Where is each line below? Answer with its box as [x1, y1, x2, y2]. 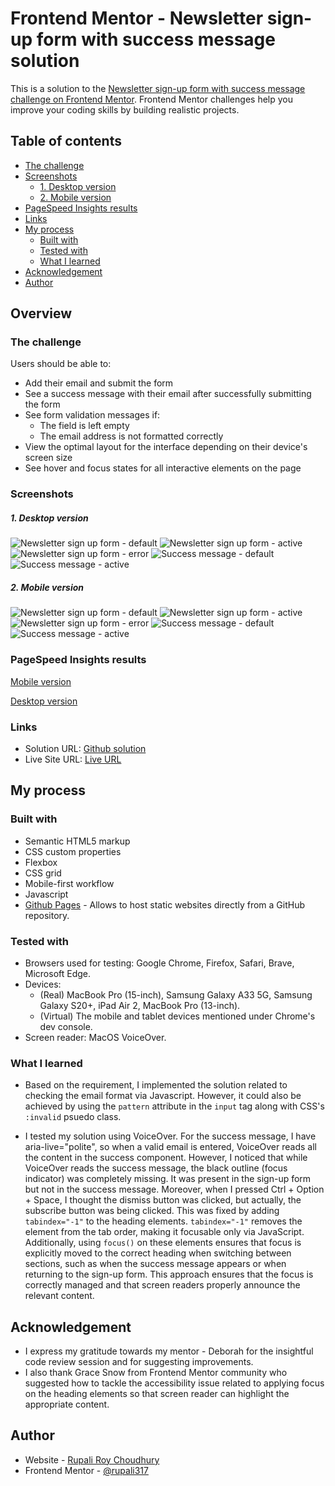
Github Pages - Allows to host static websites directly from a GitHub [24, 898, 306, 911]
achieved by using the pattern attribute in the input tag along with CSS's [24, 1100, 325, 1112]
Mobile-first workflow [24, 877, 115, 889]
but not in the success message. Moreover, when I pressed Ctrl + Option [24, 1183, 325, 1196]
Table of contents [10, 133, 122, 150]
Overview [10, 305, 73, 322]
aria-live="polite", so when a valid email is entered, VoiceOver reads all [24, 1141, 317, 1153]
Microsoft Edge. [24, 967, 92, 979]
